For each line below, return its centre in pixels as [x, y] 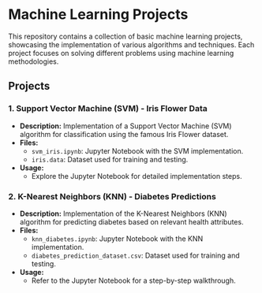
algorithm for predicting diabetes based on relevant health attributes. [131, 221]
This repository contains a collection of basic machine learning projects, [125, 36]
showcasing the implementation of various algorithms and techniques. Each [131, 44]
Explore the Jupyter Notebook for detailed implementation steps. [137, 176]
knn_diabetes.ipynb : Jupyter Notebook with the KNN [117, 239]
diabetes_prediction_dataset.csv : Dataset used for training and [136, 255]
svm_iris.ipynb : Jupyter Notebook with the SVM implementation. [137, 150]
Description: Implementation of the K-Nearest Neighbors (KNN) [123, 213]
